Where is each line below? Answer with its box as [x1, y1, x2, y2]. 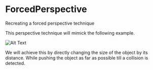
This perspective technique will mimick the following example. [5, 30, 135, 36]
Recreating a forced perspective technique [5, 20, 95, 26]
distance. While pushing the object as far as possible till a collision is [5, 54, 148, 61]
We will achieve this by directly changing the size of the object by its [5, 49, 148, 55]
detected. [5, 60, 25, 66]
